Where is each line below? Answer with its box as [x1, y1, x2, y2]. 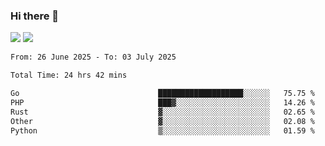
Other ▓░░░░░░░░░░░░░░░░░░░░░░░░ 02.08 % [10, 116, 315, 126]
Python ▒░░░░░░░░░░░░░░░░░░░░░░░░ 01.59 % [10, 125, 315, 136]
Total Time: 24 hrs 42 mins [10, 70, 128, 81]
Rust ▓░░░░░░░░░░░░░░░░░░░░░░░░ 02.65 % [10, 107, 315, 117]
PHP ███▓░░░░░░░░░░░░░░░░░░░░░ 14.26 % [10, 97, 315, 108]
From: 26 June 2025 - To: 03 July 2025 [10, 52, 177, 63]
